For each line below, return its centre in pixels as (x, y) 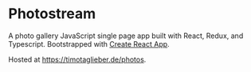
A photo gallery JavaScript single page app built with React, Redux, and (126, 36)
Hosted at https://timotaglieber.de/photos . (77, 59)
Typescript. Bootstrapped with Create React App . (89, 44)
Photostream (52, 14)
